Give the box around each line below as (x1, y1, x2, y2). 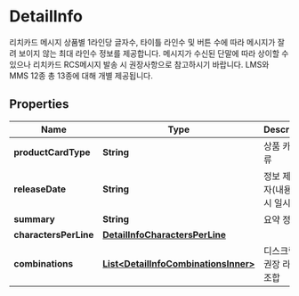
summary (13, 212, 55, 225)
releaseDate (13, 183, 67, 195)
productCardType (13, 145, 91, 158)
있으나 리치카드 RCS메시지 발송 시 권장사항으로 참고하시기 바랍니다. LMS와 (9, 59, 270, 70)
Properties (9, 96, 69, 112)
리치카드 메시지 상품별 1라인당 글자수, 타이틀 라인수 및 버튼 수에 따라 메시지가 (9, 37, 276, 47)
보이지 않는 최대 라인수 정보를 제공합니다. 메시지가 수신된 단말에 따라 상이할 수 (18, 47, 289, 59)
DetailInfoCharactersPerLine (101, 228, 227, 241)
